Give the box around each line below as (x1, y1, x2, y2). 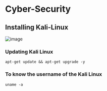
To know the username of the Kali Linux (5, 71, 103, 78)
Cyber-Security (5, 3, 71, 15)
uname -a (5, 82, 23, 87)
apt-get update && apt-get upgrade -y (5, 60, 85, 64)
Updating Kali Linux (5, 48, 53, 55)
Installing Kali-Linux (5, 23, 68, 31)
